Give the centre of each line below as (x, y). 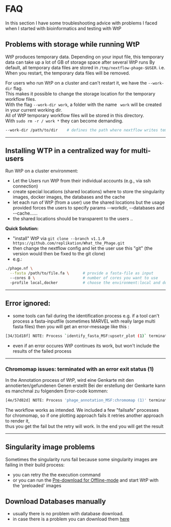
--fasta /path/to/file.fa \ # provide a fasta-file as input (82, 273)
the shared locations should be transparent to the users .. (73, 219)
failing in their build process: (35, 465)
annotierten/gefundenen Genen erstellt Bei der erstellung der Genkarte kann (85, 385)
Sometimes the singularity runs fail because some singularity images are (81, 459)
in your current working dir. (34, 110)
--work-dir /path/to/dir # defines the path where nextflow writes (82, 130)
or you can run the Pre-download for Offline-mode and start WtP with (85, 480)
